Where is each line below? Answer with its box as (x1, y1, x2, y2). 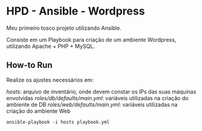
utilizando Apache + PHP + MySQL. (6, 42, 95, 50)
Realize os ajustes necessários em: (6, 76, 94, 83)
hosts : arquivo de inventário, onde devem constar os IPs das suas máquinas (6, 88, 197, 95)
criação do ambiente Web (6, 107, 71, 115)
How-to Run (6, 60, 53, 70)
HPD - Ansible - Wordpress (6, 4, 146, 18)
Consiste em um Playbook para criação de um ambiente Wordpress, (6, 36, 177, 43)
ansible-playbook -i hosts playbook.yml (6, 119, 110, 125)
